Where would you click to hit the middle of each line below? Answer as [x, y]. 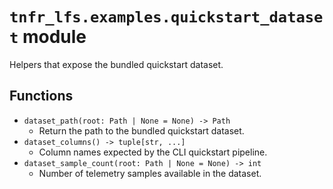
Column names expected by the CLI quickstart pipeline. [153, 152]
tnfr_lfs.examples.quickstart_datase [166, 17]
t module [48, 37]
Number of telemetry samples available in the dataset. [150, 173]
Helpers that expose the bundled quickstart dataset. [116, 64]
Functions [41, 96]
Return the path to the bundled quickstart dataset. [141, 130]
